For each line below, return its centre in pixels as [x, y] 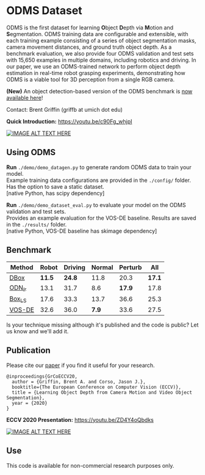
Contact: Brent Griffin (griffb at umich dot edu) [65, 109]
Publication [28, 351]
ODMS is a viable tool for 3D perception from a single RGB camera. [91, 79]
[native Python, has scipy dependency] [56, 193]
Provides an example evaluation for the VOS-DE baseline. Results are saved [101, 218]
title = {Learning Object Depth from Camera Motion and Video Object [102, 392]
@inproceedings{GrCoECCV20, [42, 376]
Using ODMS [31, 152]
